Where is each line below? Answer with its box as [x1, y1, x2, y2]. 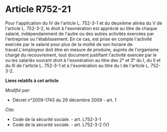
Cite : [5, 106, 15, 112]
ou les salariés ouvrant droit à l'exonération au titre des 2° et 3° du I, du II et [5, 57, 161, 63]
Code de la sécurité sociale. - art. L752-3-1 [12, 116, 101, 122]
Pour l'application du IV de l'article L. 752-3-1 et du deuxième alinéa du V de [5, 20, 162, 26]
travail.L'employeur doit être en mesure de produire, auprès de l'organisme [5, 46, 159, 52]
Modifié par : [5, 87, 31, 93]
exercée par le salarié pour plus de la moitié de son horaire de [5, 41, 133, 47]
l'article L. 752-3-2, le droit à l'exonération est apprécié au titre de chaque [5, 25, 157, 31]
